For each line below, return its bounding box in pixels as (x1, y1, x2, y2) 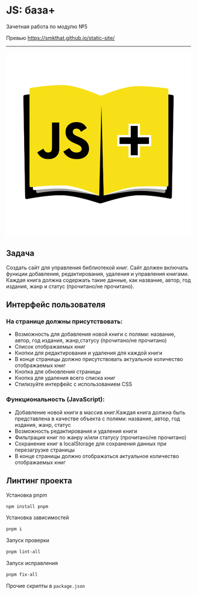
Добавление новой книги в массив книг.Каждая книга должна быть (14, 409, 186, 416)
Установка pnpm (6, 492, 47, 499)
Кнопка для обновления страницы (14, 368, 101, 375)
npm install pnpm (6, 503, 49, 509)
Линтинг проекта (6, 476, 72, 486)
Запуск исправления (6, 560, 59, 567)
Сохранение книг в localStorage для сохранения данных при (14, 440, 167, 447)
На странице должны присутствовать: (6, 317, 123, 326)
